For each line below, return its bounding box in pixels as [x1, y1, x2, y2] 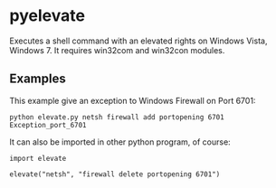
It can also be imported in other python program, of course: [9, 136, 231, 147]
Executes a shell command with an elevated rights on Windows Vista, [9, 35, 268, 46]
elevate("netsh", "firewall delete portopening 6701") [9, 169, 221, 179]
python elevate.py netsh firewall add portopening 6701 [9, 112, 224, 122]
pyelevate [9, 5, 86, 26]
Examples [9, 71, 66, 87]
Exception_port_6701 [9, 120, 88, 129]
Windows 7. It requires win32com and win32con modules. [9, 44, 225, 55]
